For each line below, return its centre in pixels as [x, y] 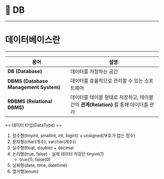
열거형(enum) [25, 171]
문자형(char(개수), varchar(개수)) [44, 141]
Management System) [34, 87]
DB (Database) [25, 71]
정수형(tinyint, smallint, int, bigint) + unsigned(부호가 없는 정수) [74, 135]
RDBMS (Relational [30, 101]
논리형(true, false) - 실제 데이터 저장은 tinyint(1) [58, 153]
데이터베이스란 [33, 40]
